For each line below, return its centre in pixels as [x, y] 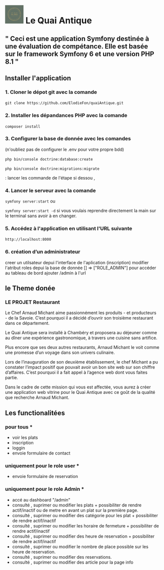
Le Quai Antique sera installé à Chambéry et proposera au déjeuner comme [81, 333]
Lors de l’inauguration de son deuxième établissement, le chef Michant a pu [82, 362]
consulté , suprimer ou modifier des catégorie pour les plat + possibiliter [85, 515]
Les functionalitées [35, 413]
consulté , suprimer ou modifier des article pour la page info [73, 562]
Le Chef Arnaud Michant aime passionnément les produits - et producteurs [81, 313]
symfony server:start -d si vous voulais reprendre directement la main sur [81, 211]
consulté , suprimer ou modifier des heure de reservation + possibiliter [83, 536]
